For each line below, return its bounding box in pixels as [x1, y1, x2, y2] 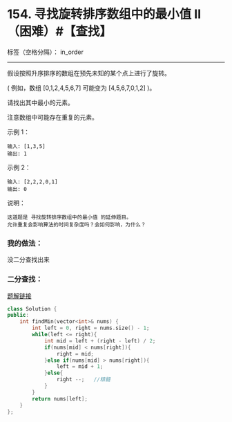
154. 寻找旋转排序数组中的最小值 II [7, 6, 202, 22]
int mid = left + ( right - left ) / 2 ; [43, 337, 156, 345]
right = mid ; [56, 350, 95, 357]
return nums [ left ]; [32, 395, 88, 402]
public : [7, 312, 30, 319]
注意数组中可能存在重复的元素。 [7, 113, 98, 121]
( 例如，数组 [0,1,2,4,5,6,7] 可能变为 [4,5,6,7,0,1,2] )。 [7, 84, 156, 92]
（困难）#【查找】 [7, 24, 113, 39]
